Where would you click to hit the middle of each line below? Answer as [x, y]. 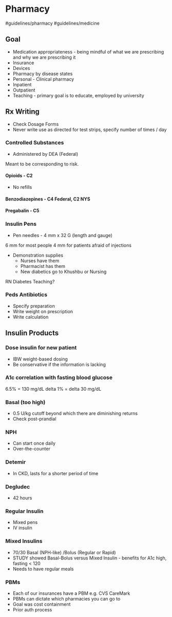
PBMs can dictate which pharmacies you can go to [66, 598]
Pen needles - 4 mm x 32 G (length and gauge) [63, 235]
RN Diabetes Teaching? [30, 281]
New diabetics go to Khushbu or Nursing [63, 271]
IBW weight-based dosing [40, 359]
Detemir [16, 462]
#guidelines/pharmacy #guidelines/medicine [53, 23]
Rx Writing [23, 112]
